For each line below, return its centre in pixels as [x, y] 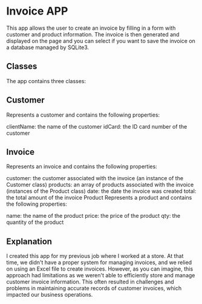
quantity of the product [35, 222]
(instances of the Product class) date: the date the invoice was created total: [101, 191]
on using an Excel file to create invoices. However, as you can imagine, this [100, 269]
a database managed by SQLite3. [48, 47]
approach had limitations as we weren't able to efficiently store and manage [101, 275]
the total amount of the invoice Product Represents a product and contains [99, 198]
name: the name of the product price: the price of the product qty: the [93, 216]
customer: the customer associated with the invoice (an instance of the [95, 178]
